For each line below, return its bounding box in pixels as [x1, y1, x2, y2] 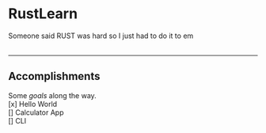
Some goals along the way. [8, 90, 97, 100]
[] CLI [8, 116, 27, 125]
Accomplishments [8, 70, 101, 83]
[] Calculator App [8, 108, 65, 117]
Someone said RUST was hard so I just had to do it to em [8, 31, 194, 40]
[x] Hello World [8, 99, 58, 108]
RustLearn [8, 5, 78, 23]
